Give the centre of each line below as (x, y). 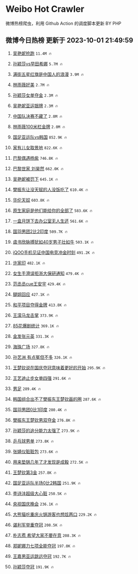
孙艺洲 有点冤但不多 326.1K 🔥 (42, 357)
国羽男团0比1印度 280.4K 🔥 (40, 409)
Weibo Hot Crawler (45, 9)
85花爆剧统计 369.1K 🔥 (36, 325)
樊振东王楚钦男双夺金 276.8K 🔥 (44, 420)
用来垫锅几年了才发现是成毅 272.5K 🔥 (50, 462)
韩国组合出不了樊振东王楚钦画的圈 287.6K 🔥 (57, 399)
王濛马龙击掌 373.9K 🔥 (35, 315)
